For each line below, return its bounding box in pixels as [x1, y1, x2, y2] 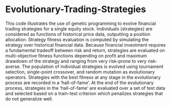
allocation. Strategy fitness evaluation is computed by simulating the [5, 37, 149, 43]
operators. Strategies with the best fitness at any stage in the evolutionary [5, 74, 161, 80]
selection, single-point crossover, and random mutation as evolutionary [5, 68, 155, 75]
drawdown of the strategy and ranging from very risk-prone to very [5, 58, 147, 64]
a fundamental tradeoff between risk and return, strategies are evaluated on [5, 47, 165, 53]
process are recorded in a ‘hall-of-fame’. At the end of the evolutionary [5, 80, 154, 86]
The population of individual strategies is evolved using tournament [22, 63, 164, 69]
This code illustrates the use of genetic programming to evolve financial [5, 20, 156, 26]
